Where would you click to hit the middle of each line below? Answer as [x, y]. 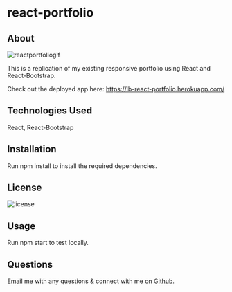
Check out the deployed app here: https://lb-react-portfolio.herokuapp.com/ [116, 89]
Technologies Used [50, 111]
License [25, 188]
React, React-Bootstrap [41, 127]
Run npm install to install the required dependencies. [82, 166]
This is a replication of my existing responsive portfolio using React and [109, 68]
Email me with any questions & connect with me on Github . [91, 281]
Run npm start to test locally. [48, 243]
